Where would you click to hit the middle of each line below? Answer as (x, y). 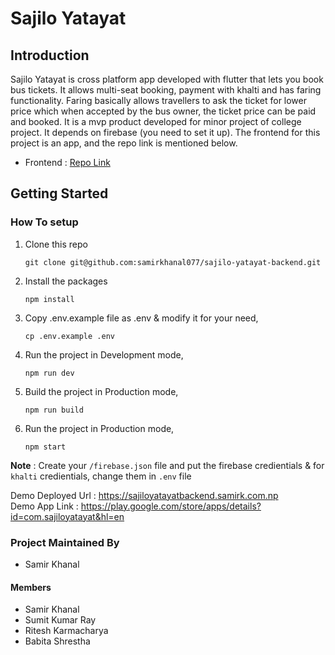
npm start (45, 447)
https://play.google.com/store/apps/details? (171, 506)
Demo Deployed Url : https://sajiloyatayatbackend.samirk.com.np (144, 495)
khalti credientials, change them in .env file (101, 476)
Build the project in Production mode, (101, 391)
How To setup (44, 222)
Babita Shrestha (57, 641)
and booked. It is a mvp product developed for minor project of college (156, 121)
